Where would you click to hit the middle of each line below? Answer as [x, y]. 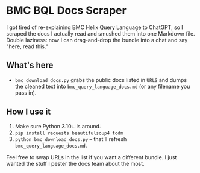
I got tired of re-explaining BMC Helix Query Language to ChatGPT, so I [95, 27]
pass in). [26, 93]
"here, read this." [27, 46]
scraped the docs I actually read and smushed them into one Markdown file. [101, 33]
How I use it [29, 112]
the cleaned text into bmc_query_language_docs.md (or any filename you [102, 86]
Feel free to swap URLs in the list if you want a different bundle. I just [92, 157]
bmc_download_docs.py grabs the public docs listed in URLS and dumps [101, 80]
